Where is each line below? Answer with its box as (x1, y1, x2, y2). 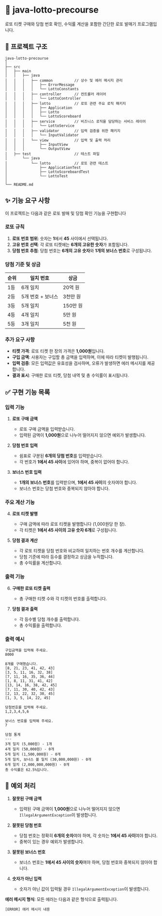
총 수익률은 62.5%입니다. (5, 767, 49, 772)
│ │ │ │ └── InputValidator (5, 133, 79, 137)
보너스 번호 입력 (12, 469, 42, 475)
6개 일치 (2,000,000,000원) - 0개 (5, 762, 70, 767)
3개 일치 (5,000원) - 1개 (5, 742, 52, 747)
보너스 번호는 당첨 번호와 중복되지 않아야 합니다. (19, 485, 110, 492)
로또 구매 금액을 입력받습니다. (19, 426, 75, 432)
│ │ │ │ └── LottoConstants (5, 86, 79, 91)
